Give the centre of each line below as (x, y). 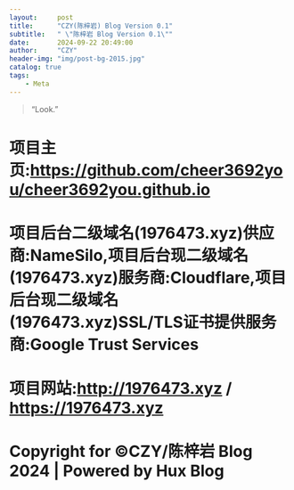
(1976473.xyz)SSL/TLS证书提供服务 (143, 323)
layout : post (41, 17)
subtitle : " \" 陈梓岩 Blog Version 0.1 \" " (91, 34)
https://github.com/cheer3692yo (156, 170)
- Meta (37, 84)
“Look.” (45, 109)
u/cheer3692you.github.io (110, 189)
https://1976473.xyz (86, 408)
